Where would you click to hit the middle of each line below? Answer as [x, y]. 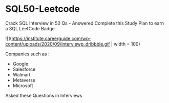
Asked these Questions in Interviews [44, 95]
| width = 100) [125, 44]
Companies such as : [27, 54]
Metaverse [24, 80]
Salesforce [24, 69]
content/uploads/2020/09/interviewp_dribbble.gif [58, 44]
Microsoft [23, 86]
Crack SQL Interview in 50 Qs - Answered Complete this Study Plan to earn [85, 23]
